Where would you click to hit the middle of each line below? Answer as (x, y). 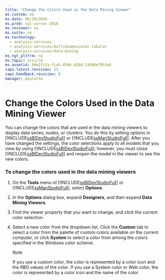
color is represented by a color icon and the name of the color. (76, 272)
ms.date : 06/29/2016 (26, 19)
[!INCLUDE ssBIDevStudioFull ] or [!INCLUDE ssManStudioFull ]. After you (78, 138)
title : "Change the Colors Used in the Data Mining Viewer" (68, 10)
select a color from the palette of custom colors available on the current (85, 232)
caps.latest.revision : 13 (32, 70)
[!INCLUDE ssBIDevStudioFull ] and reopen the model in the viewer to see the (82, 153)
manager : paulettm (24, 79)
